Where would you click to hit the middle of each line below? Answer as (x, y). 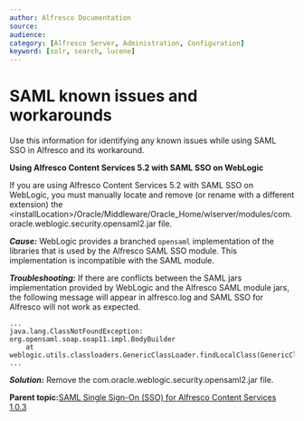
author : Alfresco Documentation (70, 18)
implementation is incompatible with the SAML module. (112, 261)
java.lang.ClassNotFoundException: (76, 331)
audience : (28, 34)
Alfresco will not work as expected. (75, 307)
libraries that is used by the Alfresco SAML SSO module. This (123, 251)
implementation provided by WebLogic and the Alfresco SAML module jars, (149, 288)
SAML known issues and (104, 96)
